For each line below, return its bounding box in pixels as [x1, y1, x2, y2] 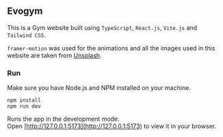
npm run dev [7, 103, 41, 110]
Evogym [7, 5, 43, 17]
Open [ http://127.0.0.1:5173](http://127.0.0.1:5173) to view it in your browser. [7, 122, 217, 130]
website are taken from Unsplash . [7, 51, 102, 59]
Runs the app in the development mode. [7, 115, 120, 123]
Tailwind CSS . [7, 31, 46, 39]
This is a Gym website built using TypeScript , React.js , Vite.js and [7, 23, 198, 31]
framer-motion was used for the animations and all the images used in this [7, 44, 215, 52]
